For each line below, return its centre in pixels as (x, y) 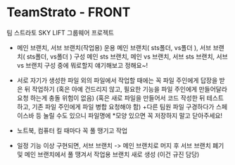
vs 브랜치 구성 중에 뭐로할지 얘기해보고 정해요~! (82, 65)
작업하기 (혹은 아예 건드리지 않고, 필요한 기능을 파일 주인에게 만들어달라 (130, 89)
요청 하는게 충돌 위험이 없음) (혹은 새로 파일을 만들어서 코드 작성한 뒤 (111, 98)
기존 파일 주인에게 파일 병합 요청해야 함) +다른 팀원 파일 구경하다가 (123, 106)
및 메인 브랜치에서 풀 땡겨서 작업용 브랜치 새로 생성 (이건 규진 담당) (108, 154)
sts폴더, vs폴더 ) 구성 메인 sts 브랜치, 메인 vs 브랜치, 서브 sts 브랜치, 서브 (127, 56)
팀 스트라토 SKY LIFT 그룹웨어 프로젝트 (60, 32)
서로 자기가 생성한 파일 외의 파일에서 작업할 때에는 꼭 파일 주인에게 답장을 (117, 80)
